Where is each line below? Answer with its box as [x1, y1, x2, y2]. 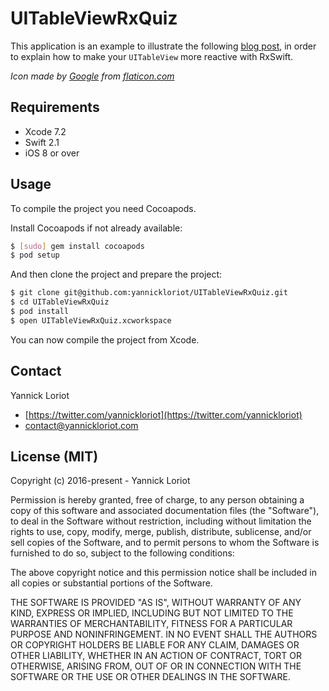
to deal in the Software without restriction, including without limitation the [10, 515, 312, 527]
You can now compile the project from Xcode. [10, 333, 200, 346]
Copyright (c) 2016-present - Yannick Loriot [10, 475, 191, 487]
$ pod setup [10, 250, 60, 261]
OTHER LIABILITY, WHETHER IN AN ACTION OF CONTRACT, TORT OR [10, 650, 302, 662]
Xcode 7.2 [24, 125, 67, 137]
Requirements [10, 99, 100, 116]
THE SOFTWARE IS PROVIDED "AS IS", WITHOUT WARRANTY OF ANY [10, 597, 302, 609]
